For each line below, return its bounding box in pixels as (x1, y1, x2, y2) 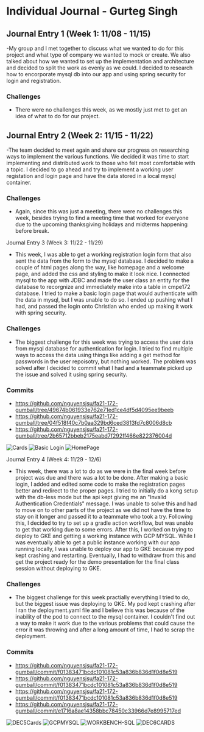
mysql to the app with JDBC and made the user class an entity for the (15, 277, 190, 284)
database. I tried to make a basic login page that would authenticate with (15, 290, 198, 297)
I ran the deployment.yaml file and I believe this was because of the (15, 606, 185, 614)
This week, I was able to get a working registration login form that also (15, 251, 192, 258)
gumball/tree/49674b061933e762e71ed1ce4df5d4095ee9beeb (15, 407, 174, 413)
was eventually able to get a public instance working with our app (15, 539, 180, 546)
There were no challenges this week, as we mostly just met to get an (15, 106, 188, 113)
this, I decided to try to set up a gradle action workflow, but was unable (15, 519, 194, 527)
